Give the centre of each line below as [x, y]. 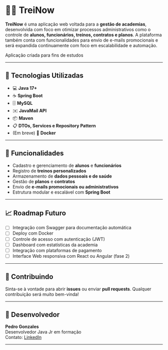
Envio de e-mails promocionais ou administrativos [65, 187]
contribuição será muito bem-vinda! [42, 294]
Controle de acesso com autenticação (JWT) [58, 239]
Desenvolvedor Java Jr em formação [43, 332]
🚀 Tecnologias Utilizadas [44, 75]
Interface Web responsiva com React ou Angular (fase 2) [71, 256]
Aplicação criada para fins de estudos [44, 55]
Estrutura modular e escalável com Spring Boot [61, 192]
